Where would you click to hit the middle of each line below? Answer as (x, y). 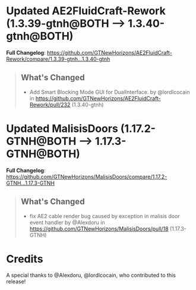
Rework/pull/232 (50, 105)
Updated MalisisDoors (62, 128)
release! (16, 282)
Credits (25, 259)
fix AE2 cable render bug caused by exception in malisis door (105, 216)
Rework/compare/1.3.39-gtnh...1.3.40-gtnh (58, 59)
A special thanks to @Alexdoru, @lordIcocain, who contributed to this (91, 275)
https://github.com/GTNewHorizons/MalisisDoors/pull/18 (99, 228)
